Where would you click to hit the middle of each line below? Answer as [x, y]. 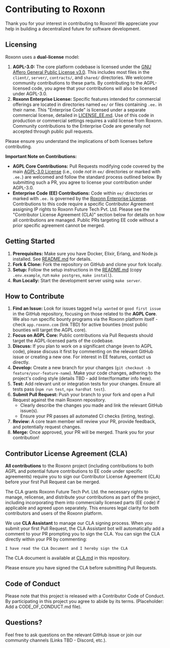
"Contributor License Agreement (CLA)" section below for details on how [89, 214]
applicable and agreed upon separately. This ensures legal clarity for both [82, 508]
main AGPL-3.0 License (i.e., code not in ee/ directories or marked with [87, 171]
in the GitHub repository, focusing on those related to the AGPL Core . [85, 314]
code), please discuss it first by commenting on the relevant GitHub [83, 352]
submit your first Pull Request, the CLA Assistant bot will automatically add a [85, 528]
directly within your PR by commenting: [46, 539]
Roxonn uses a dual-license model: [42, 57]
